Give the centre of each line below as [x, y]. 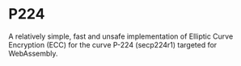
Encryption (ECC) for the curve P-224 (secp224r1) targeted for [113, 44]
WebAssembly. [33, 53]
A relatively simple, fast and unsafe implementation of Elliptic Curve [121, 36]
